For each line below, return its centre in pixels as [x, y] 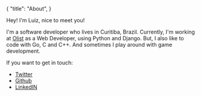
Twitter [24, 74]
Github [23, 81]
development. [23, 51]
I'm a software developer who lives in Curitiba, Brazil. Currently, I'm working [101, 32]
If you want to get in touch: [40, 63]
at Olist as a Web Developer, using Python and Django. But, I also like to [95, 38]
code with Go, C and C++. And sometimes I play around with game [89, 45]
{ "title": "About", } [29, 9]
